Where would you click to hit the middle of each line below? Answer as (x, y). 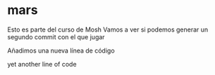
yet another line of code (42, 64)
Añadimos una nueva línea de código (61, 50)
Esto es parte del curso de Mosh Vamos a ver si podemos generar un (108, 29)
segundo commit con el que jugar (56, 36)
